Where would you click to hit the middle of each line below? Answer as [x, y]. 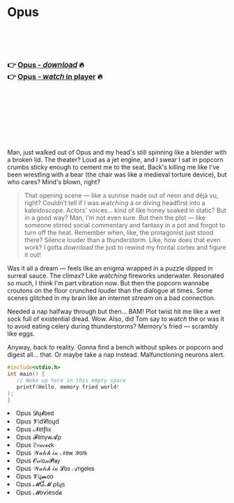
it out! [32, 255]
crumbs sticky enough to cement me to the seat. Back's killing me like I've [114, 167]
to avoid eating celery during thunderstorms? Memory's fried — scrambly [113, 326]
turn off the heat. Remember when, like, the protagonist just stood [119, 233]
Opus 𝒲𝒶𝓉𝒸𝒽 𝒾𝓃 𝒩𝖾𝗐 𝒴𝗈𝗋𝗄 [52, 453]
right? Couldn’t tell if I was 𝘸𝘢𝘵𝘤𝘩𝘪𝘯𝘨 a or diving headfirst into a [115, 203]
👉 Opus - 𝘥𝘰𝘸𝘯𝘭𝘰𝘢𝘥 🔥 [46, 65]
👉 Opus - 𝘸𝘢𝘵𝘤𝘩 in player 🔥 [55, 76]
